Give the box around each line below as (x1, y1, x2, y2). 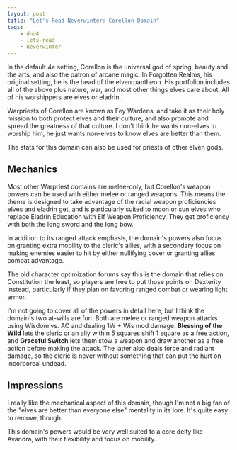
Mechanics (7, 164, 58, 176)
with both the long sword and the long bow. (7, 220, 134, 228)
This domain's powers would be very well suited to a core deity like (7, 427, 203, 436)
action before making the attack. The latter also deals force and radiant (7, 344, 214, 352)
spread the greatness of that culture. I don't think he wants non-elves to (7, 122, 217, 130)
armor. (7, 292, 27, 301)
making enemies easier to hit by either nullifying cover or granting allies (7, 249, 216, 257)
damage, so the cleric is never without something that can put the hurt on (7, 351, 221, 360)
